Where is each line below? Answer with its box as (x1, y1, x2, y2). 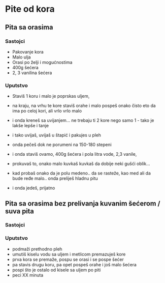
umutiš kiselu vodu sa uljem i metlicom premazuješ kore (12, 251, 126, 257)
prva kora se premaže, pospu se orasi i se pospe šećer (12, 256, 124, 262)
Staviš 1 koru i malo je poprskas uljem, (12, 93, 90, 99)
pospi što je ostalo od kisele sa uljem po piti (12, 267, 101, 273)
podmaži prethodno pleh (12, 246, 63, 252)
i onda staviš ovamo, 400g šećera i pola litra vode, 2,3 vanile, (12, 151, 137, 157)
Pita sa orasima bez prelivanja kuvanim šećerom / (5, 199, 161, 207)
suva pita (5, 207, 34, 215)
